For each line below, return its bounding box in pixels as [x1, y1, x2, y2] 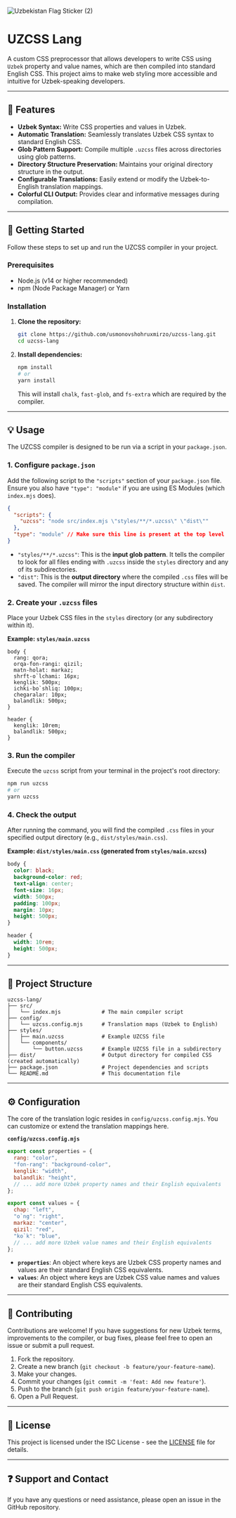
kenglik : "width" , [13, 1167, 68, 1174]
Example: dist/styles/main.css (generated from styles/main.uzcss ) [7, 847, 207, 856]
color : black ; [13, 867, 55, 875]
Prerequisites [7, 260, 54, 270]
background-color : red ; [13, 874, 83, 881]
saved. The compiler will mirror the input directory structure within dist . [17, 580, 226, 588]
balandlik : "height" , [13, 1174, 77, 1181]
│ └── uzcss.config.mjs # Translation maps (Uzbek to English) [7, 1021, 218, 1028]
